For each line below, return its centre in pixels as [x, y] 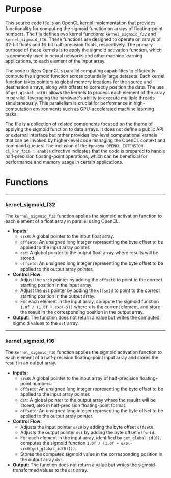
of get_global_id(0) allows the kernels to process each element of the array [85, 92]
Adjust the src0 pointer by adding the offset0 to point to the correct [91, 280]
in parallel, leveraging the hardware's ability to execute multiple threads [80, 98]
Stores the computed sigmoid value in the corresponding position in [91, 454]
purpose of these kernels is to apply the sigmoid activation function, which [83, 50]
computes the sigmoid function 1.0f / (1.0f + [69, 443]
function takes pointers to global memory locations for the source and [78, 82]
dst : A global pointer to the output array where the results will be [88, 400]
